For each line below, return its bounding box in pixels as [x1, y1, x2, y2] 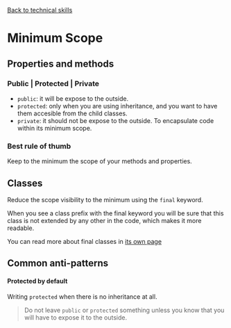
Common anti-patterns [7, 257, 109, 270]
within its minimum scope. [17, 124, 92, 132]
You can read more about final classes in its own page [7, 237, 162, 245]
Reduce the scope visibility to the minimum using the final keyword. [7, 195, 203, 204]
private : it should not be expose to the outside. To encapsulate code [17, 116, 214, 124]
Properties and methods [7, 58, 114, 69]
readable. [7, 224, 35, 232]
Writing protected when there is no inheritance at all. [7, 292, 157, 301]
